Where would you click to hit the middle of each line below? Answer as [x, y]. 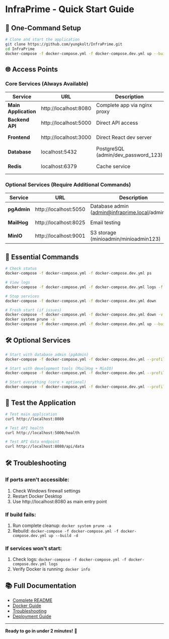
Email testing [105, 223]
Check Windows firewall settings [46, 491]
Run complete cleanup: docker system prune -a [62, 525]
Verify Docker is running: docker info [51, 569]
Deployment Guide [32, 616]
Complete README [32, 600]
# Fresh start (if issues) [33, 310]
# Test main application [31, 414]
